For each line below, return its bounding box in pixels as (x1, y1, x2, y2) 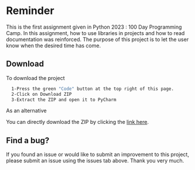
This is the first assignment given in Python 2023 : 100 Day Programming (6, 23, 182, 30)
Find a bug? (6, 136, 50, 145)
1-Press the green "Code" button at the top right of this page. (11, 86, 175, 92)
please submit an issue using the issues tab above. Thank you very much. (6, 157, 184, 164)
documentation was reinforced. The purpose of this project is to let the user (6, 36, 189, 43)
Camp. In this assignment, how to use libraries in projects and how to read (6, 29, 185, 36)
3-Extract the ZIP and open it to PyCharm (11, 96, 117, 103)
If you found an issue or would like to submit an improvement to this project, (6, 151, 189, 158)
